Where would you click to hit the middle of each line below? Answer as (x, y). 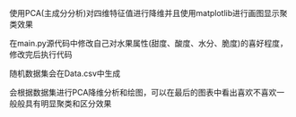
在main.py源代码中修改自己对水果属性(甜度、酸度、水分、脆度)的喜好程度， (149, 43)
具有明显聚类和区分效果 (68, 104)
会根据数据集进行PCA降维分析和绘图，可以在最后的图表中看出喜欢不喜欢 (143, 92)
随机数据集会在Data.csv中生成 (65, 73)
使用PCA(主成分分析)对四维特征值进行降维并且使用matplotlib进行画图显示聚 (148, 13)
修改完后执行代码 (41, 54)
